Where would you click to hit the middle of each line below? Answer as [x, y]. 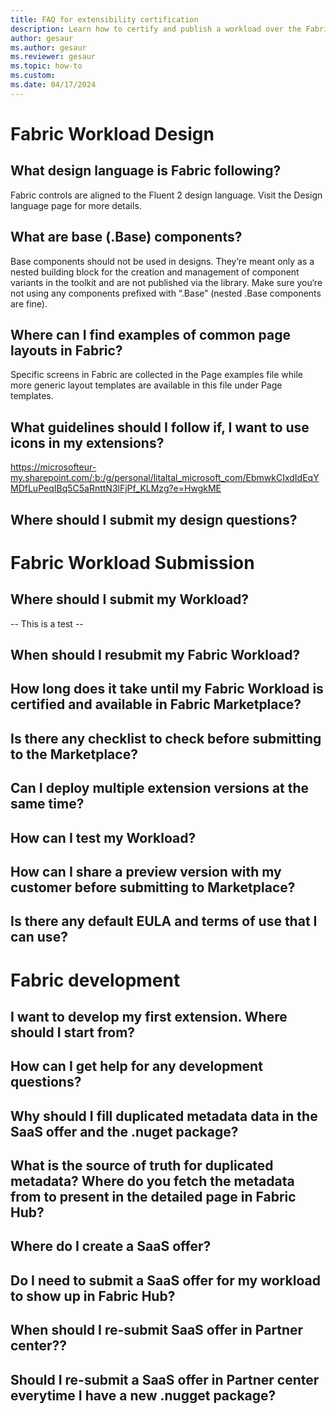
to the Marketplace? [74, 754]
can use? [39, 937]
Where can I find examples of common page [150, 334]
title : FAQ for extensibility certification [104, 19]
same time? [47, 804]
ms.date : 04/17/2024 [53, 85]
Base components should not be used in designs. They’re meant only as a [162, 261]
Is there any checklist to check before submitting [166, 738]
